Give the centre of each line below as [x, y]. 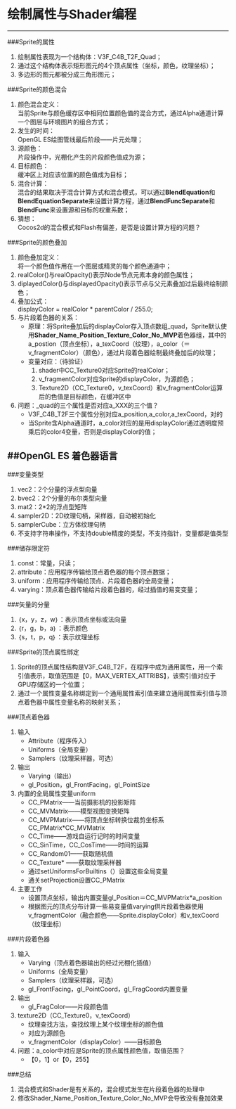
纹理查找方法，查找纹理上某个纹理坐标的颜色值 [96, 1024]
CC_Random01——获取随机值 [71, 853]
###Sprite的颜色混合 [37, 89]
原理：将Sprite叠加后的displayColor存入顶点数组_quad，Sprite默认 [124, 326]
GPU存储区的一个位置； [52, 684]
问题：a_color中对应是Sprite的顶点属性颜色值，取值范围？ [101, 1050]
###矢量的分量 [29, 604]
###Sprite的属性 [31, 41]
